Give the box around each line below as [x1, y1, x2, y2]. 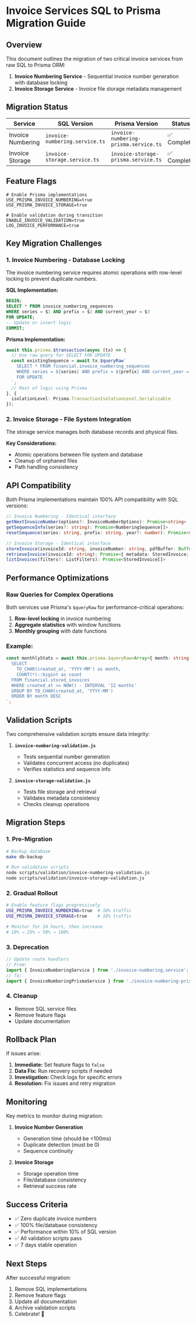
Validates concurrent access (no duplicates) [23, 759, 129, 766]
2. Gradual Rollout [6, 889, 58, 897]
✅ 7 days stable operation [14, 1241, 77, 1249]
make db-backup [6, 854, 43, 860]
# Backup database [6, 848, 51, 854]
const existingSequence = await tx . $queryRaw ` [11, 358, 127, 364]
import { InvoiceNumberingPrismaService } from [6, 978, 124, 984]
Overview [6, 40, 43, 50]
